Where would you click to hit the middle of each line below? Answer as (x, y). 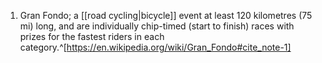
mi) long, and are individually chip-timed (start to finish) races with (157, 26)
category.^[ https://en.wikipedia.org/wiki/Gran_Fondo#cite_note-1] (155, 47)
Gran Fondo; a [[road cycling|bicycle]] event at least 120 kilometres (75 (166, 15)
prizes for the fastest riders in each (92, 36)
